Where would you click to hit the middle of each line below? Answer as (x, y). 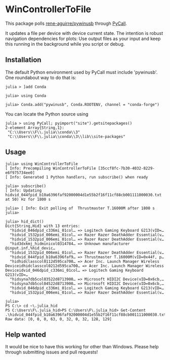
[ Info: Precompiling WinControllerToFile (51, 168)
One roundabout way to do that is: (41, 78)
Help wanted (26, 334)
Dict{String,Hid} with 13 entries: (43, 226)
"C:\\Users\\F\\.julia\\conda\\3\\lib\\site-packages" (66, 136)
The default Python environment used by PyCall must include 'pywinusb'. (81, 72)
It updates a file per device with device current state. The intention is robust (84, 33)
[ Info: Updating (24, 190)
